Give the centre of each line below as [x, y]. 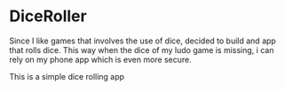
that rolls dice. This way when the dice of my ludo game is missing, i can [142, 49]
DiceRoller [48, 16]
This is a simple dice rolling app [67, 76]
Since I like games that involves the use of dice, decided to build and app [143, 41]
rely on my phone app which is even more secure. [101, 59]
